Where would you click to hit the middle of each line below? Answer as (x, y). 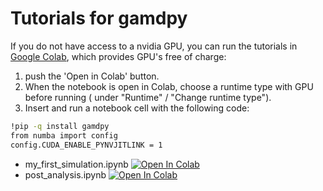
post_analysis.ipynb (65, 174)
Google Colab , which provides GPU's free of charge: (118, 56)
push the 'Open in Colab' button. (92, 76)
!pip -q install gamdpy (60, 126)
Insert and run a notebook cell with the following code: (137, 108)
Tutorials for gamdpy (99, 18)
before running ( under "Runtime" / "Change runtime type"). (148, 97)
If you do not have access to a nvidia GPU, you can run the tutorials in (154, 46)
